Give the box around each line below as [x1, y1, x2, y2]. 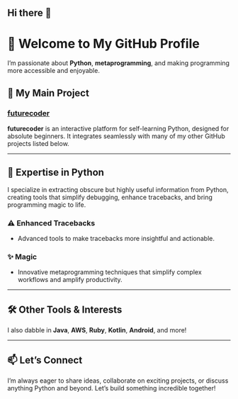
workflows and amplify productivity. [17, 276, 123, 284]
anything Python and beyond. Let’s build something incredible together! [7, 384, 216, 393]
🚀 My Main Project [7, 86, 90, 99]
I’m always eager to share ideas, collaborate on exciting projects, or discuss [7, 376, 229, 385]
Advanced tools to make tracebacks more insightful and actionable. [17, 235, 215, 243]
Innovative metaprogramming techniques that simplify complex [17, 268, 202, 276]
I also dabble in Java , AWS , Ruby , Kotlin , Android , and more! [7, 326, 187, 335]
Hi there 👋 [7, 7, 52, 19]
